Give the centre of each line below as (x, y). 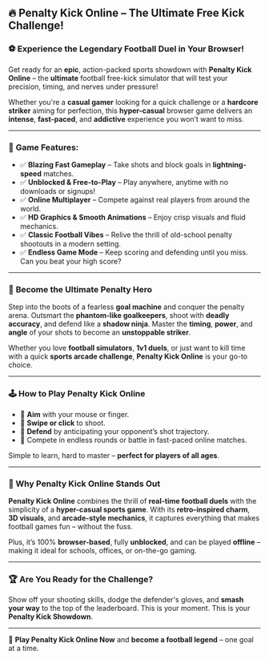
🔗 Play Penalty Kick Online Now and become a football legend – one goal (131, 640)
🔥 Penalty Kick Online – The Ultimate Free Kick (126, 13)
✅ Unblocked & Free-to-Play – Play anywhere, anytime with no (124, 182)
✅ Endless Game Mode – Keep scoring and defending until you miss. (134, 252)
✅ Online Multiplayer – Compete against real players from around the (135, 199)
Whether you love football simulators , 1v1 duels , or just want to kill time (127, 348)
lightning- (229, 164)
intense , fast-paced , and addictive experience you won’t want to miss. (126, 119)
